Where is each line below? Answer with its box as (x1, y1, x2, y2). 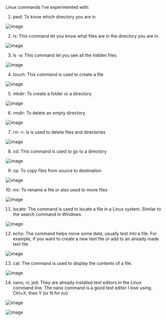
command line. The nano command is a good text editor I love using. (12, 285, 153, 291)
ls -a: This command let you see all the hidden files (12, 52, 117, 58)
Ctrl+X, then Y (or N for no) (12, 290, 68, 296)
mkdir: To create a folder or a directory (12, 91, 92, 96)
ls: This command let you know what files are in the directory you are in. (12, 33, 160, 39)
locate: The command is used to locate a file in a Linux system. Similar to (12, 206, 161, 212)
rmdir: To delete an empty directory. (12, 110, 86, 116)
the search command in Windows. (12, 211, 83, 217)
